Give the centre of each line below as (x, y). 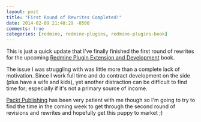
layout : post (22, 12)
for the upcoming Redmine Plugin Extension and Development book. (91, 58)
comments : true (25, 29)
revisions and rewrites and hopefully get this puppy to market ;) (85, 113)
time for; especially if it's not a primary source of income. (77, 88)
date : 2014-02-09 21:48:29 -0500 (48, 23)
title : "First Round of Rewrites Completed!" (64, 17)
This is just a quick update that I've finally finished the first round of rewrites (100, 51)
